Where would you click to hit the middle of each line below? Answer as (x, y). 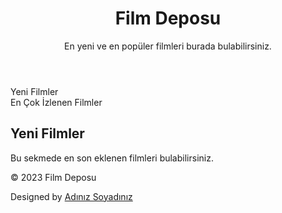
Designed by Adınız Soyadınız (71, 196)
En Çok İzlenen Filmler (56, 102)
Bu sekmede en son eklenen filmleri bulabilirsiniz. (112, 158)
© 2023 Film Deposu (53, 177)
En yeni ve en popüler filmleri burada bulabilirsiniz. (168, 46)
